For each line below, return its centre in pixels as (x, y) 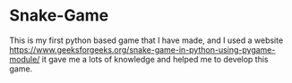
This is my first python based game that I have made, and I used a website (146, 40)
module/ (25, 59)
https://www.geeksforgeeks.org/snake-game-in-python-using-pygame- (142, 49)
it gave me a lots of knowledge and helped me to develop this (155, 59)
